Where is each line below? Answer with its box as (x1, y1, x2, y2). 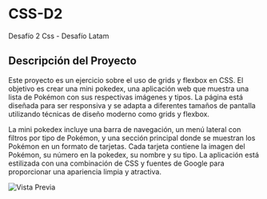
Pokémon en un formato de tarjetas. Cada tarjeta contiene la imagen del (8, 141, 245, 151)
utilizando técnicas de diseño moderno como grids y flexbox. (8, 109, 210, 119)
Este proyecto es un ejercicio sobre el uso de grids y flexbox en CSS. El (8, 75, 244, 84)
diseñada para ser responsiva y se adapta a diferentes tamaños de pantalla (8, 100, 256, 110)
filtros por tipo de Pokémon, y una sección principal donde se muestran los (8, 133, 256, 142)
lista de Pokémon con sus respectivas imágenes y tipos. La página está (8, 92, 244, 102)
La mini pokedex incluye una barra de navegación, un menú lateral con (8, 124, 241, 134)
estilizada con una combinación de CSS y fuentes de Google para (8, 158, 225, 168)
